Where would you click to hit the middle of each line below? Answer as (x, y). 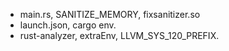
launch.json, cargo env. (68, 25)
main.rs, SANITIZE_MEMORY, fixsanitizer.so (110, 14)
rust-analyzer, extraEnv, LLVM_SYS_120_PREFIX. (119, 35)
